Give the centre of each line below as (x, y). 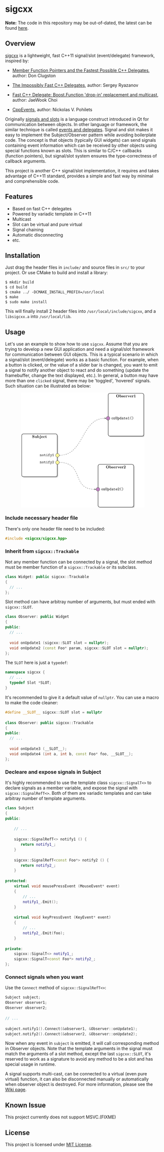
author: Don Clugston (34, 76)
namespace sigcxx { (25, 672)
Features (19, 197)
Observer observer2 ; (26, 1008)
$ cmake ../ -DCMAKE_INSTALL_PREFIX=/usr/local (55, 292)
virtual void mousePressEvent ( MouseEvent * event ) (67, 886)
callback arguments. (26, 161)
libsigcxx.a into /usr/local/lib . (38, 317)
